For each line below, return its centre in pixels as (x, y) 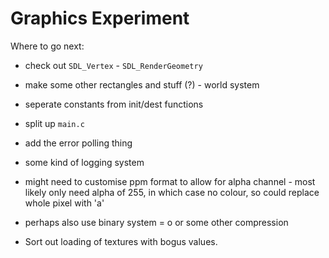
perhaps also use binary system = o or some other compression (156, 222)
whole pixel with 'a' (64, 203)
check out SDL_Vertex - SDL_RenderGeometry (113, 65)
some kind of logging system (84, 162)
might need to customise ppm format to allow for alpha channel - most (170, 181)
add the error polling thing (78, 143)
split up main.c (54, 123)
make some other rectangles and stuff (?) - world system (142, 84)
